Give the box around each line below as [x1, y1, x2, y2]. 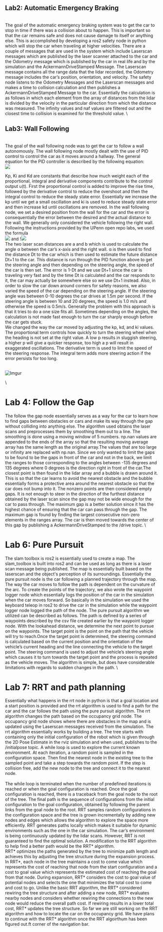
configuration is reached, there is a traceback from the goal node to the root [5, 791, 158, 797]
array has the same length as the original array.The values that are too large [5, 444, 157, 450]
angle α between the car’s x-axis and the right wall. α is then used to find [5, 246, 152, 252]
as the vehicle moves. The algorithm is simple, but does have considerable [5, 659, 155, 665]
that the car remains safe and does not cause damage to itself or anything [5, 32, 153, 38]
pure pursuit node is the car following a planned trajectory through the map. [5, 576, 157, 582]
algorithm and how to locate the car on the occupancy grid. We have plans [5, 911, 155, 917]
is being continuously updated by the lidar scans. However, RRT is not [5, 833, 145, 839]
